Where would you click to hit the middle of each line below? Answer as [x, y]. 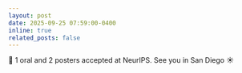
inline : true [30, 30]
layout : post [30, 15]
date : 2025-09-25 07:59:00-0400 [62, 23]
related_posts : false [44, 38]
